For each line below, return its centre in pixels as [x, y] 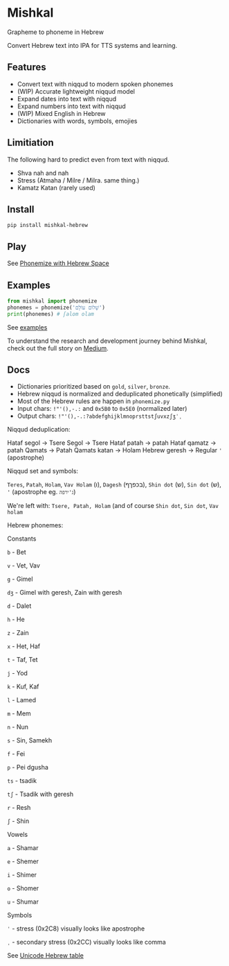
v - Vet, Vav [24, 566]
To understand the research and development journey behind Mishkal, [107, 341]
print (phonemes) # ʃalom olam [51, 314]
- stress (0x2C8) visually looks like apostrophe [79, 929]
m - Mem [19, 713]
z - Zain [18, 633]
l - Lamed [22, 700]
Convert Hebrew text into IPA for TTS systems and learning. [92, 45]
